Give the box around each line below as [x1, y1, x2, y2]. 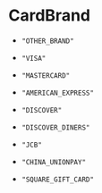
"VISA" [21, 54, 47, 63]
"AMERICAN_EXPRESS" [21, 88, 95, 97]
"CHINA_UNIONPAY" [21, 157, 87, 166]
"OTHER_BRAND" [21, 37, 74, 46]
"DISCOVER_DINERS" [21, 122, 90, 132]
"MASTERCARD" [21, 71, 71, 80]
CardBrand [8, 5, 91, 26]
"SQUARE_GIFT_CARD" [21, 175, 95, 184]
